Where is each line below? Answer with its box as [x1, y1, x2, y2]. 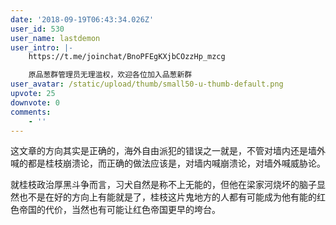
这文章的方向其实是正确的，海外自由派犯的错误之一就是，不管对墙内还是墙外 [10, 145, 326, 157]
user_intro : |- [10, 42, 74, 53]
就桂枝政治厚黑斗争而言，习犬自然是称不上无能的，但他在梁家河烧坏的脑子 [10, 179, 317, 191]
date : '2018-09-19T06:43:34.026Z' [10, 14, 155, 25]
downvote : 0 [10, 97, 60, 108]
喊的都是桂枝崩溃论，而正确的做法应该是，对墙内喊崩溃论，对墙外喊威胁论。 [10, 157, 326, 170]
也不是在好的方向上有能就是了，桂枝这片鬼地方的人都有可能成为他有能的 [18, 191, 317, 203]
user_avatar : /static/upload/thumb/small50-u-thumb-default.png [10, 79, 284, 90]
